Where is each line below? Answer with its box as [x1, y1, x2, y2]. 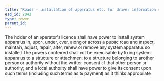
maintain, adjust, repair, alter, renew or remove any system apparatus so [5, 44, 150, 50]
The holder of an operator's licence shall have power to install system [5, 34, 145, 40]
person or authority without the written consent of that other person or [5, 60, 147, 66]
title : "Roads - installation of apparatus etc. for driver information [5, 7, 156, 12]
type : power [5, 16, 29, 21]
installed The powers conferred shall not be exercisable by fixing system [5, 50, 151, 56]
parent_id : [5, 20, 27, 26]
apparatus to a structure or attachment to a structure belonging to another [5, 55, 154, 61]
